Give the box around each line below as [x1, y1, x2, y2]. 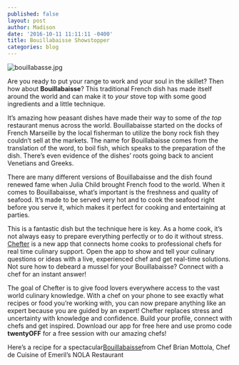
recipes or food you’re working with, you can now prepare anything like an [7, 299, 226, 307]
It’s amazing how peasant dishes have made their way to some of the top [7, 113, 222, 122]
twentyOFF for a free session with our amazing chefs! [7, 329, 167, 337]
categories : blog [7, 43, 59, 51]
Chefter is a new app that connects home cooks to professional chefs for [7, 240, 222, 248]
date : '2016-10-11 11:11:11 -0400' [7, 30, 113, 38]
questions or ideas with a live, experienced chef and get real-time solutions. [7, 255, 230, 263]
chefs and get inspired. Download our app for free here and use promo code [7, 322, 232, 330]
